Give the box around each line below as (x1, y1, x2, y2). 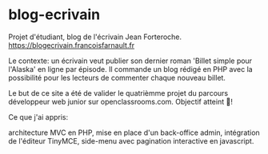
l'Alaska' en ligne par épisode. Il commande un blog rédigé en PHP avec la (8, 64, 254, 73)
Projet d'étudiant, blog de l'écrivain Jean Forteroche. (8, 32, 182, 41)
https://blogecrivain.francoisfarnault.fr (8, 40, 134, 49)
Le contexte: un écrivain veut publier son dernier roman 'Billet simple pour (8, 56, 253, 65)
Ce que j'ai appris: (8, 112, 69, 121)
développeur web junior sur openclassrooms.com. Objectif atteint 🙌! (8, 97, 234, 106)
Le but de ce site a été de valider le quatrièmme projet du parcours (8, 88, 229, 97)
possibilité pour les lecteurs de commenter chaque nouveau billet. (8, 73, 226, 82)
